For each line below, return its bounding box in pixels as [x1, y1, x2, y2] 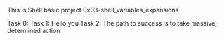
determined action [7, 27, 60, 34]
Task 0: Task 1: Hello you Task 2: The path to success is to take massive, [7, 19, 218, 27]
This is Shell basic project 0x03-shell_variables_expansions [7, 6, 179, 14]
